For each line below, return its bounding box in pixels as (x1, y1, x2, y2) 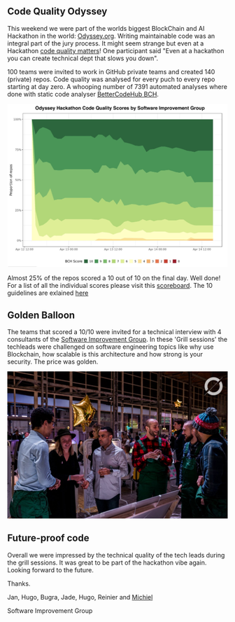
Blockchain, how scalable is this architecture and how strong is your (7, 350, 203, 359)
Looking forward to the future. (7, 565, 94, 574)
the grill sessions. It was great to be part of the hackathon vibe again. (7, 558, 207, 567)
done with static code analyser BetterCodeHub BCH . (7, 90, 159, 98)
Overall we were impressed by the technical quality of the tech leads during (7, 551, 225, 559)
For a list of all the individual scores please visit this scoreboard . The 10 (7, 282, 213, 290)
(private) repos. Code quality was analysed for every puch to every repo (7, 75, 215, 83)
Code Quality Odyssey (7, 6, 108, 18)
